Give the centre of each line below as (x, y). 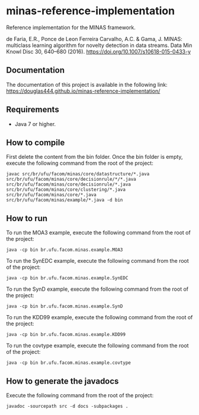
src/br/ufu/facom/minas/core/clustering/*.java (66, 190)
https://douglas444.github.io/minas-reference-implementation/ (83, 91)
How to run (27, 218)
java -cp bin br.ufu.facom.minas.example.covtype (69, 363)
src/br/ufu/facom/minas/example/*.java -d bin (65, 200)
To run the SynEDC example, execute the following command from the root (98, 261)
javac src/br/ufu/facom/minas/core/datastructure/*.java (78, 174)
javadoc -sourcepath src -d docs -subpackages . (67, 406)
